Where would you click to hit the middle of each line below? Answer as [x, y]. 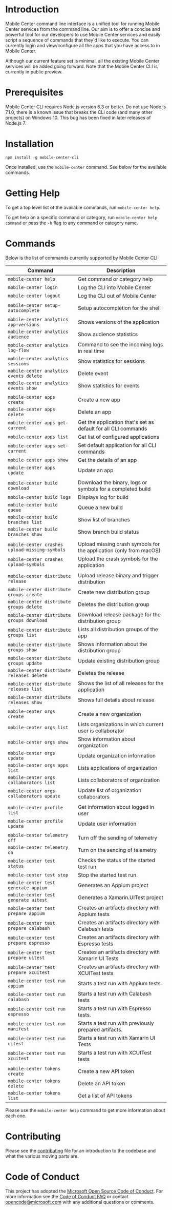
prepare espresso [29, 943]
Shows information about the [112, 644]
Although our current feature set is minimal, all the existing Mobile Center [82, 61]
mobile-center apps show [38, 460]
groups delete [25, 607]
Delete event [93, 373]
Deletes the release [101, 673]
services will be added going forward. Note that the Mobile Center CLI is [81, 66]
